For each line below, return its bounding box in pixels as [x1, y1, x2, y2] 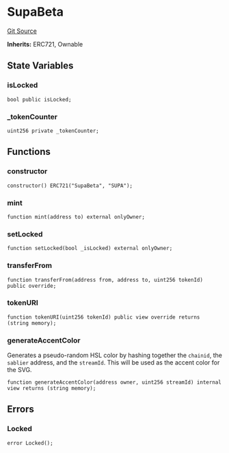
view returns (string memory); [7, 385, 96, 392]
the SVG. [7, 366, 32, 374]
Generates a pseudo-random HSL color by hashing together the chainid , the [7, 351, 222, 360]
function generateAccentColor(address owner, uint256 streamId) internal [7, 379, 222, 386]
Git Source [7, 27, 38, 35]
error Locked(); [7, 439, 53, 446]
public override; [7, 282, 57, 289]
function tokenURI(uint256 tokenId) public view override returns [7, 313, 200, 321]
